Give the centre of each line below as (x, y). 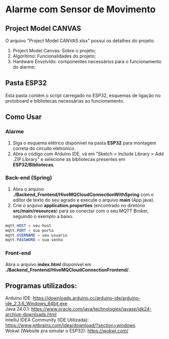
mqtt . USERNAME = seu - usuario (36, 235)
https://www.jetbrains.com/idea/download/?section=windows (70, 325)
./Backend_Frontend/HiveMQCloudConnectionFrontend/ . (68, 270)
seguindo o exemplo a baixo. (43, 216)
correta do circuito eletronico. (44, 148)
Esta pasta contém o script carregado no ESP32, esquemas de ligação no (83, 95)
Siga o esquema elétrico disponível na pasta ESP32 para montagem (84, 143)
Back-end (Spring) (29, 178)
